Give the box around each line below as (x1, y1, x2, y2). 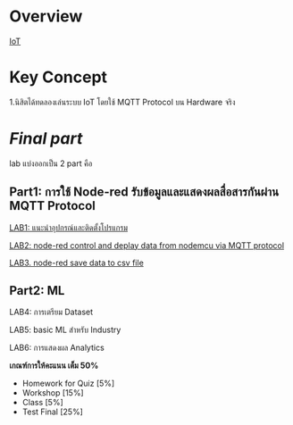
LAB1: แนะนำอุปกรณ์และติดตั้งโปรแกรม (9, 221, 128, 233)
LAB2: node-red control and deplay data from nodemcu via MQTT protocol (9, 239, 284, 251)
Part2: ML (9, 283, 65, 298)
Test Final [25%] (21, 406, 83, 417)
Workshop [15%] (21, 387, 84, 398)
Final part (9, 129, 83, 149)
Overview (9, 6, 83, 27)
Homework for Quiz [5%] (21, 378, 115, 389)
